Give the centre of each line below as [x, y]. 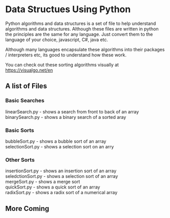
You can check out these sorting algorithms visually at [62, 65]
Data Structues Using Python [68, 9]
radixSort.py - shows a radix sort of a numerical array [62, 193]
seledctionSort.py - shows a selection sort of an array [62, 176]
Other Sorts [20, 160]
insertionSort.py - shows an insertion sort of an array [61, 171]
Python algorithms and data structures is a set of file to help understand [81, 23]
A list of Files [26, 86]
